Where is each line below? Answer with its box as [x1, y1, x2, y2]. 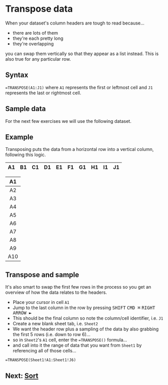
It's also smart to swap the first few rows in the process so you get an [5, 284, 152, 290]
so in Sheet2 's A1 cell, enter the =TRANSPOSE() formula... [12, 337, 127, 343]
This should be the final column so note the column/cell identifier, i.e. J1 [12, 315, 164, 321]
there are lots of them [12, 30, 59, 36]
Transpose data [5, 3, 73, 15]
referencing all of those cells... [12, 348, 76, 354]
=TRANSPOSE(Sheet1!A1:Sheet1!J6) [5, 357, 76, 363]
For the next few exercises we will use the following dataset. [5, 118, 131, 124]
